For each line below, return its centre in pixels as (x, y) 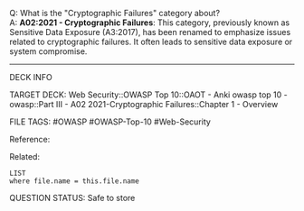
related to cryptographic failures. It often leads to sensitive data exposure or (151, 41)
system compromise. (48, 51)
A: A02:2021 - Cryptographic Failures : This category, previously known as (150, 23)
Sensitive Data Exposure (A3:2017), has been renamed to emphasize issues (150, 32)
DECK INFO (31, 77)
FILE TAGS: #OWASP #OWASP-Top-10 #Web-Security (110, 122)
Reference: (30, 139)
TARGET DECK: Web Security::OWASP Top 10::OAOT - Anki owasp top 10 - (148, 95)
